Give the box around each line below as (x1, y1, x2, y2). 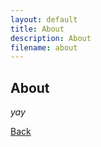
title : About (10, 24, 65, 34)
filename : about (10, 42, 78, 53)
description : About (10, 33, 92, 43)
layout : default (10, 14, 78, 25)
